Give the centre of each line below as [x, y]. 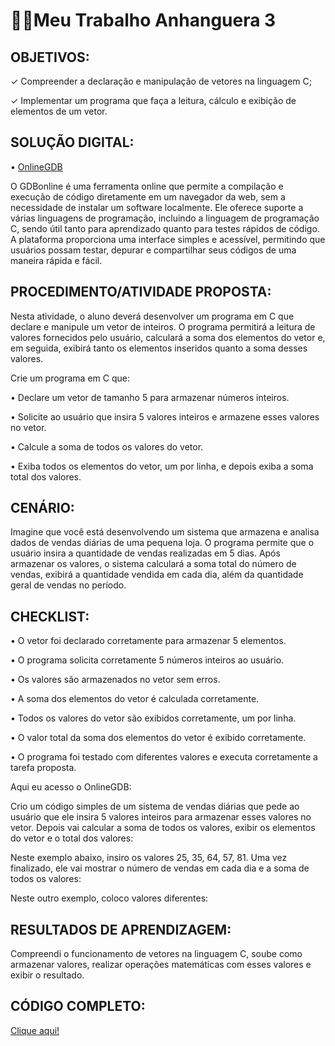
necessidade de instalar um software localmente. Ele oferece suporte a [157, 207]
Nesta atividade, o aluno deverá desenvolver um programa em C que [152, 316]
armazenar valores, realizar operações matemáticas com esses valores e [161, 965]
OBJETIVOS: [50, 57]
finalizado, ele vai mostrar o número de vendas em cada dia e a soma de [160, 868]
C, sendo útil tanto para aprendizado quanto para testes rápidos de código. [165, 228]
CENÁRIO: [42, 508]
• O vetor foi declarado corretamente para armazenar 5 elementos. [148, 641]
